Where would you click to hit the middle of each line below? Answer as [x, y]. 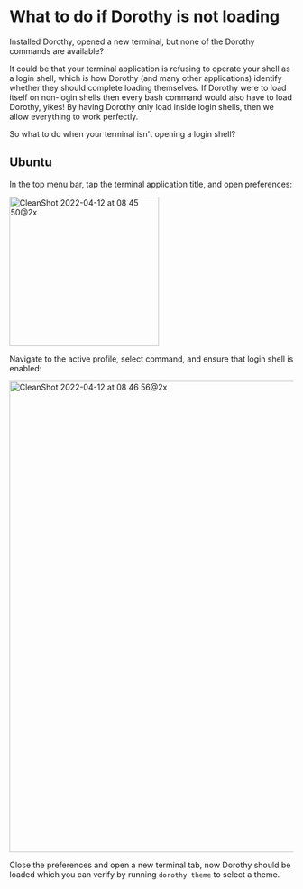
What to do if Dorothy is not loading [145, 17]
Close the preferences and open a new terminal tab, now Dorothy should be [150, 865]
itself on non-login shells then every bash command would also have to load [151, 97]
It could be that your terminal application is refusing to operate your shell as [150, 69]
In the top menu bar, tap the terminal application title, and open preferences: [151, 184]
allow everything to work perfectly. [74, 116]
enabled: [26, 368]
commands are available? [57, 50]
